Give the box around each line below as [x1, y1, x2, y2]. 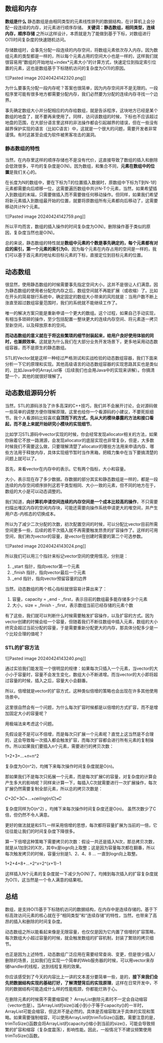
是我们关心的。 [9, 169, 39, 175]
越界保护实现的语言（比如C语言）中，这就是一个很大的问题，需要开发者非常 [5, 125, 157, 131]
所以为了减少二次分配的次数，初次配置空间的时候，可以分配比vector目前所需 [5, 521, 158, 527]
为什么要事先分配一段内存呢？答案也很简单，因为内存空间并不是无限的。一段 [5, 85, 158, 91]
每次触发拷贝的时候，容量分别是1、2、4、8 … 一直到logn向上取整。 [5, 851, 140, 857]
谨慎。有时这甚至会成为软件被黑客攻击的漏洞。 [5, 132, 98, 138]
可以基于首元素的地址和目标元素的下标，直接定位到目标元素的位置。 [9, 252, 146, 258]
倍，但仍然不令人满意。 [5, 812, 52, 818]
